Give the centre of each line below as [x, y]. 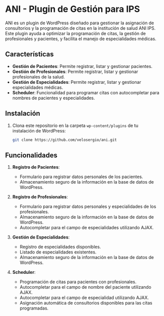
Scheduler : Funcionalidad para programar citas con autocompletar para [86, 92]
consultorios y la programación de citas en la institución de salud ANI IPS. [81, 28]
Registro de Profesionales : [40, 197]
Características [29, 54]
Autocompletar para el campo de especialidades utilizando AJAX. [87, 228]
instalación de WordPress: [39, 130]
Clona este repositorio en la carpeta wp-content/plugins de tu [75, 126]
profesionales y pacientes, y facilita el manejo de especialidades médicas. [81, 39]
